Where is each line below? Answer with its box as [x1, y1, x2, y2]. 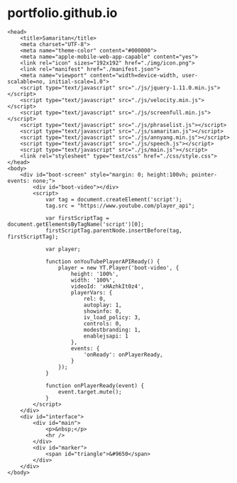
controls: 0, [83, 320, 122, 327]
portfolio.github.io [7, 5, 118, 21]
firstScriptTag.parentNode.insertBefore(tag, [45, 227, 182, 234]
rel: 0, [83, 295, 106, 302]
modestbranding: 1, [83, 326, 141, 333]
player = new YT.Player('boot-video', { [57, 264, 180, 271]
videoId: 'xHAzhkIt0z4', [70, 282, 144, 290]
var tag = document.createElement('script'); [45, 196, 182, 203]
